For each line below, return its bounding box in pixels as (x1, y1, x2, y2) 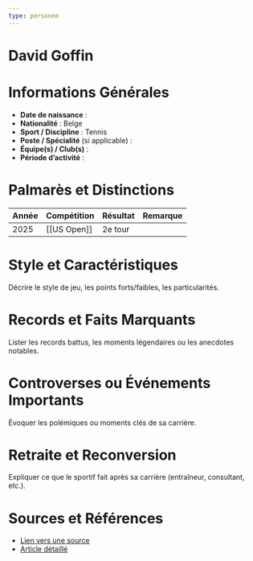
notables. (8, 345, 39, 355)
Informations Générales (8, 84, 170, 101)
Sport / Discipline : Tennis (19, 126, 108, 137)
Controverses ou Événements (8, 373, 211, 392)
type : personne (8, 11, 59, 20)
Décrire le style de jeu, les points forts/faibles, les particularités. (8, 283, 219, 292)
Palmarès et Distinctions (8, 180, 175, 199)
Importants (8, 391, 84, 409)
